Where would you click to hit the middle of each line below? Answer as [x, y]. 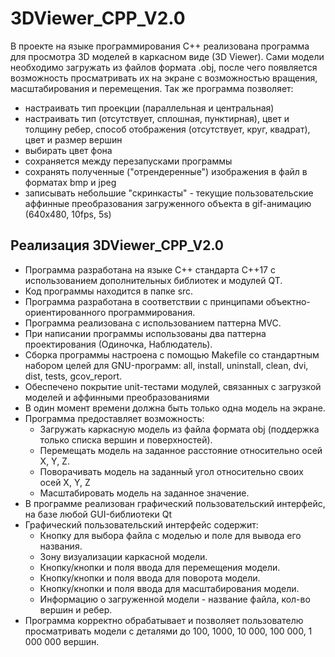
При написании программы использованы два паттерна [145, 333]
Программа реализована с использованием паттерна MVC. [153, 323]
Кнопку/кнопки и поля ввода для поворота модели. [150, 578]
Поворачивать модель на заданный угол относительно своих [171, 471]
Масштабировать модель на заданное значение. [144, 493]
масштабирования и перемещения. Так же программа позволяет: [152, 88]
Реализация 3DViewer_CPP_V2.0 [117, 245]
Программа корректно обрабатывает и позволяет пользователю [164, 620]
